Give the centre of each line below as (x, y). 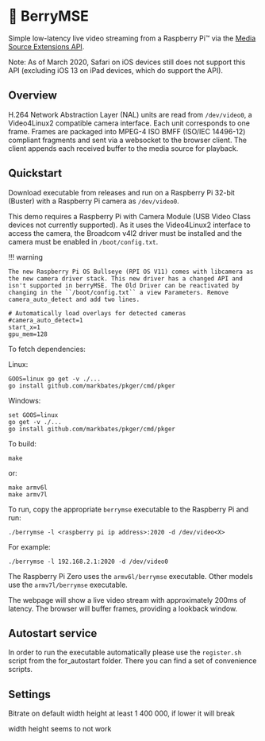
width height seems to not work (60, 729)
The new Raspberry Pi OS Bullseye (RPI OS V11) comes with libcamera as (131, 272)
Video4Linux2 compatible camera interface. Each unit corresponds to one (129, 123)
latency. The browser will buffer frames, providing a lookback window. (123, 608)
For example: (30, 546)
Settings (30, 694)
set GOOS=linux (33, 415)
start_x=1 (25, 327)
